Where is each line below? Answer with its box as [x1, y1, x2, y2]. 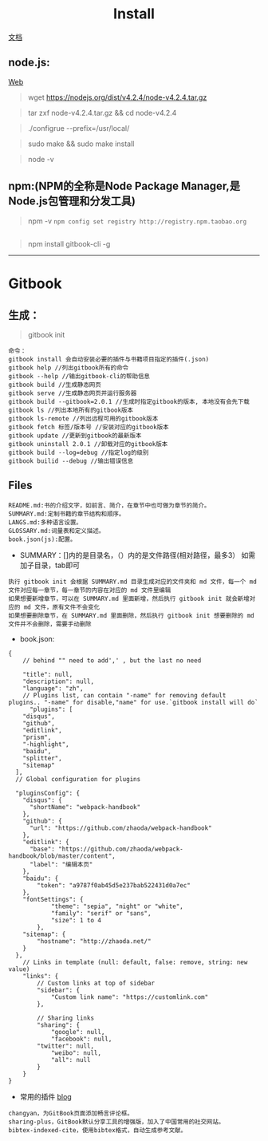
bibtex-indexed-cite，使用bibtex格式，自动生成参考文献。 [8, 1126, 187, 1134]
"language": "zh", [22, 684, 84, 693]
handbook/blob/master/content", [8, 851, 116, 860]
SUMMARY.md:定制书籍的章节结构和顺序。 [8, 510, 125, 518]
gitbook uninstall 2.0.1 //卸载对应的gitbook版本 [8, 440, 168, 448]
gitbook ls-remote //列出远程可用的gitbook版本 [8, 414, 159, 423]
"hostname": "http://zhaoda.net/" [37, 937, 152, 946]
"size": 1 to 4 [50, 916, 102, 924]
